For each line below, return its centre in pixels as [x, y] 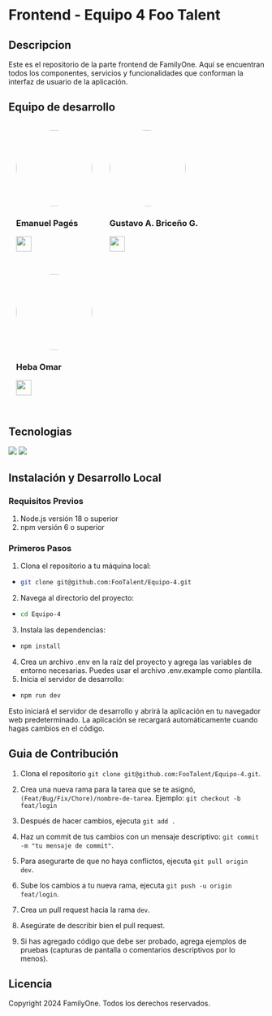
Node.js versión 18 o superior [69, 519]
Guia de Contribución [64, 754]
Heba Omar [39, 367]
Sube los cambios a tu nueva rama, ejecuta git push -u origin [126, 885]
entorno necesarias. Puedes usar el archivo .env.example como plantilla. [141, 670]
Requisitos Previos [46, 501]
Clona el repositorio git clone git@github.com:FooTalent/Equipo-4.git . [140, 773]
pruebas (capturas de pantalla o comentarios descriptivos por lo [127, 949]
